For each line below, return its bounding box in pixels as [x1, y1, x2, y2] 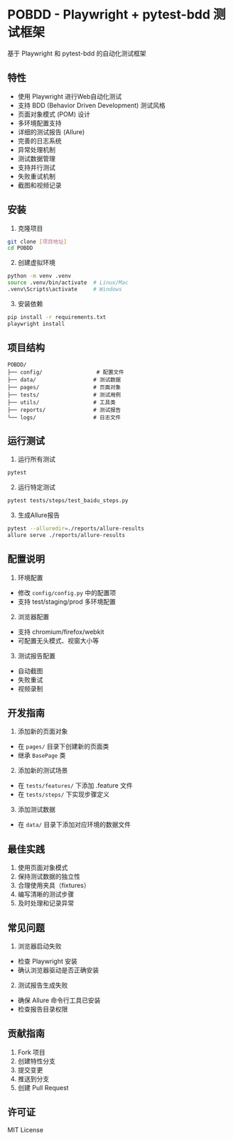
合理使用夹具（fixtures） [17, 881, 90, 890]
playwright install [7, 320, 65, 327]
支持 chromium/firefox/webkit [17, 627, 104, 636]
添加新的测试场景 [17, 766, 68, 775]
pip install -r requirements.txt [7, 313, 107, 320]
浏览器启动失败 [17, 942, 62, 950]
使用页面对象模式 [17, 864, 68, 872]
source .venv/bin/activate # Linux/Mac [7, 279, 129, 286]
